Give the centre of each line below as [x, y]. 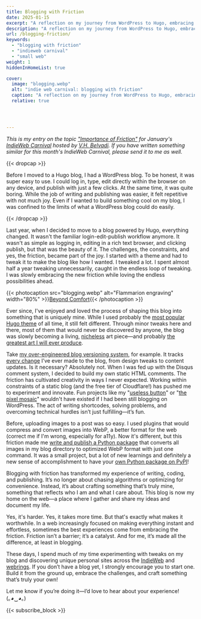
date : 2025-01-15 [28, 17]
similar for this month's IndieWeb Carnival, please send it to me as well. [94, 151]
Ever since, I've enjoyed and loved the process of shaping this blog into [94, 310]
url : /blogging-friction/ [38, 34]
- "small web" [29, 56]
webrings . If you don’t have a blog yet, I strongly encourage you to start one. [100, 566]
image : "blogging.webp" [41, 84]
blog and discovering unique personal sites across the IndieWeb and [91, 560]
